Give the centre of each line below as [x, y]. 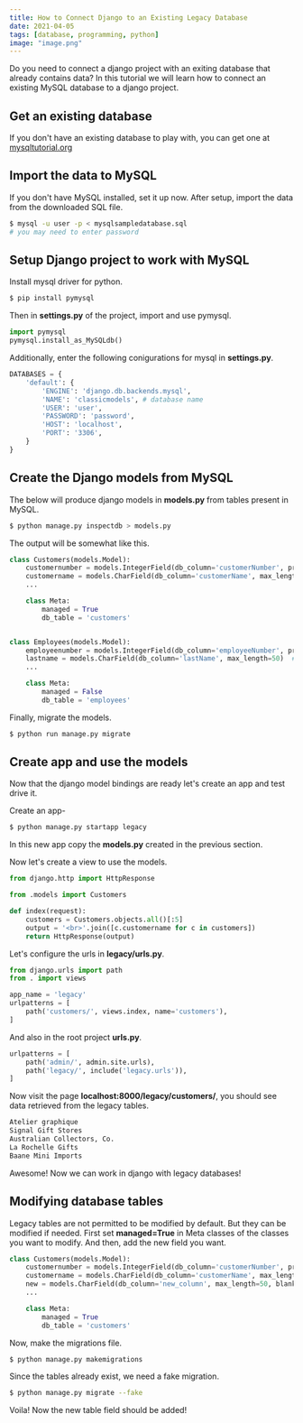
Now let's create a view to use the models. [88, 862]
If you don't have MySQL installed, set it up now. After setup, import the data [151, 197]
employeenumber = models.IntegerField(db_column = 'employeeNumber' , [155, 651]
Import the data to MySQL [83, 176]
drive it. [23, 793]
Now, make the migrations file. [66, 1343]
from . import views [48, 979]
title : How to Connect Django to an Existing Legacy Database [129, 18]
